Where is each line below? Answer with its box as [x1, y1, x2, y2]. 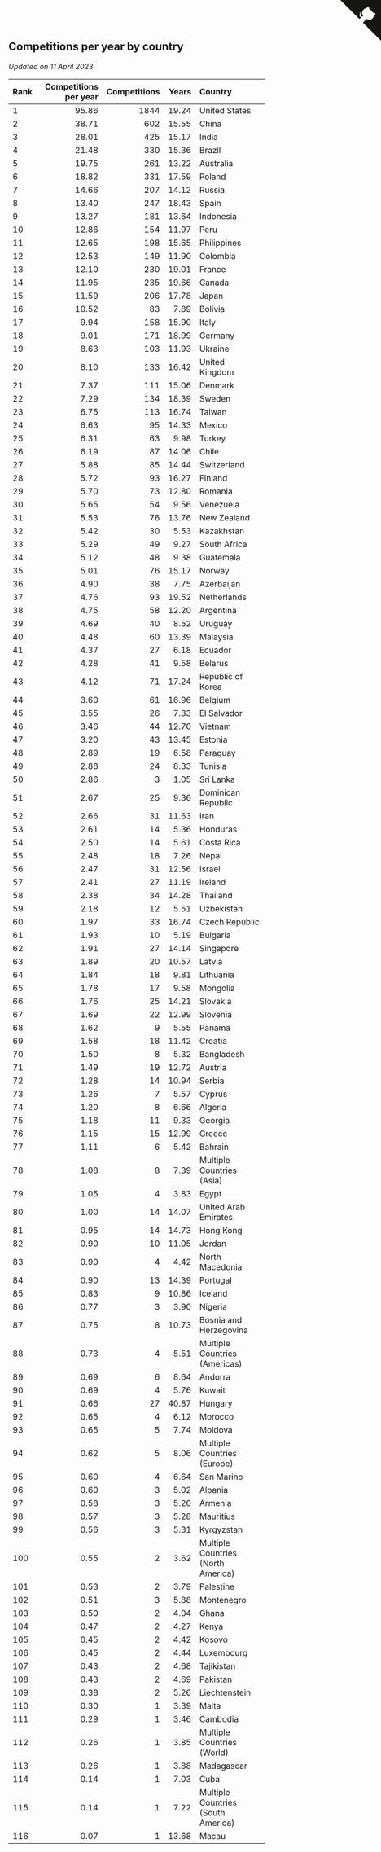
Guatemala [199, 551, 241, 563]
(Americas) [199, 1358, 243, 1369]
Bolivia [199, 303, 226, 314]
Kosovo [199, 1634, 228, 1645]
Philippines [199, 237, 242, 248]
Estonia [199, 734, 228, 745]
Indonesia [199, 210, 238, 222]
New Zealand [199, 511, 251, 523]
